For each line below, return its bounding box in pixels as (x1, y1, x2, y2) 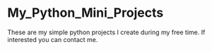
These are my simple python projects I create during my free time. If (7, 28, 206, 36)
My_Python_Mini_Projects (7, 5, 164, 21)
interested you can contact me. (7, 35, 98, 43)
